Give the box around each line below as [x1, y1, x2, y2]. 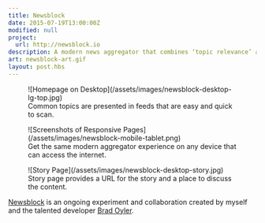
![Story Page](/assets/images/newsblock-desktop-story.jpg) [28, 165, 224, 174]
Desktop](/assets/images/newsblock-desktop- [80, 84, 232, 94]
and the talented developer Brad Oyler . [8, 206, 134, 215]
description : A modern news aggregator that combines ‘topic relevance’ [8, 48, 252, 56]
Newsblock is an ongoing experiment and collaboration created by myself [8, 197, 248, 206]
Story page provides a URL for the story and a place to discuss [28, 173, 232, 183]
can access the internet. [28, 150, 106, 159]
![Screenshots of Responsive [28, 125, 122, 134]
